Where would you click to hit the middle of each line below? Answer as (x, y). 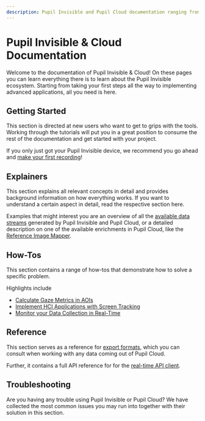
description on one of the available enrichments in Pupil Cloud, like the (95, 229)
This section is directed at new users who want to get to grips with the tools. (102, 126)
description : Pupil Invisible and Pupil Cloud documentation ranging (97, 12)
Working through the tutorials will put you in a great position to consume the (102, 132)
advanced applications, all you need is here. (62, 92)
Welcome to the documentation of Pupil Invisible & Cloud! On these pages (99, 72)
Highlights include (29, 288)
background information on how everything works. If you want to (88, 198)
